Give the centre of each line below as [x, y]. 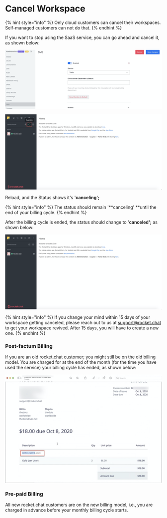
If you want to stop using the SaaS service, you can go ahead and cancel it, [83, 37]
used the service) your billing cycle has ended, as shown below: [71, 368]
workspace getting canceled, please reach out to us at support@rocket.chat [83, 322]
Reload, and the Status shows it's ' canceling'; [52, 197]
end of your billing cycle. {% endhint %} [46, 212]
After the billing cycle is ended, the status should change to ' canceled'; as [82, 222]
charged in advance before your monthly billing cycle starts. [67, 510]
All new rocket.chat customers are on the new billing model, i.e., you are [79, 505]
